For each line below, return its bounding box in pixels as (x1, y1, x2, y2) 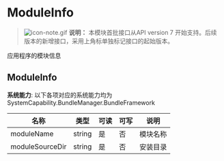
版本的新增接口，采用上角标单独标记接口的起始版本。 (23, 36, 174, 45)
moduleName (10, 129, 54, 138)
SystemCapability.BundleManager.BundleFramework (7, 98, 156, 107)
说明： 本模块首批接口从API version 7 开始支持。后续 (68, 28, 217, 36)
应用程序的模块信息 (7, 51, 61, 60)
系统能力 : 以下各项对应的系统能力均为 (7, 90, 113, 99)
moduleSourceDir (10, 142, 67, 151)
